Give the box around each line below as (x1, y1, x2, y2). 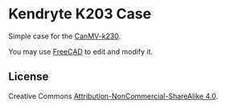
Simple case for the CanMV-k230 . (8, 31, 121, 41)
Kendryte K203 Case (8, 5, 151, 23)
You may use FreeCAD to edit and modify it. (8, 46, 154, 56)
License (8, 70, 49, 84)
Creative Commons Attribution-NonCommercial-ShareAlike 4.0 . (8, 91, 219, 101)
